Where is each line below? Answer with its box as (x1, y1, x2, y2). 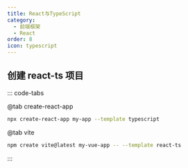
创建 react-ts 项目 (7, 70, 84, 82)
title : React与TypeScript (7, 10, 81, 17)
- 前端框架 (13, 23, 41, 30)
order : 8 (7, 36, 33, 43)
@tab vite (7, 128, 35, 136)
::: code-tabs (7, 88, 44, 97)
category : (7, 17, 36, 24)
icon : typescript (7, 42, 58, 49)
